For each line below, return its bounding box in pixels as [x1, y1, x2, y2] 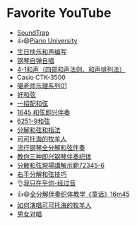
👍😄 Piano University [16, 36, 78, 45]
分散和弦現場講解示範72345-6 [16, 161, 105, 169]
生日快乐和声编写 [16, 47, 67, 56]
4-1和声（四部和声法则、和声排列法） [16, 65, 126, 74]
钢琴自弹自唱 [16, 56, 54, 64]
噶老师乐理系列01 [16, 81, 68, 90]
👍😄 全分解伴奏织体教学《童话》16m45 [16, 190, 130, 198]
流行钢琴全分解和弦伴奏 [16, 143, 85, 151]
